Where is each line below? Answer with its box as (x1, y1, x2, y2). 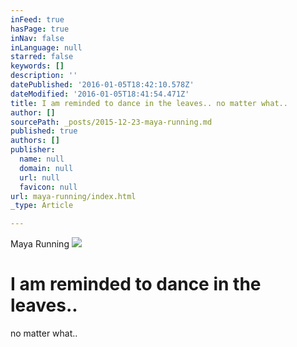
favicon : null (19, 182, 78, 192)
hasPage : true (10, 24, 70, 34)
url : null (19, 172, 60, 183)
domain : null (19, 163, 74, 173)
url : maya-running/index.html (10, 191, 137, 201)
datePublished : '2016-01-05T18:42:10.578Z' (10, 80, 195, 90)
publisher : (10, 145, 56, 155)
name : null (19, 154, 65, 164)
